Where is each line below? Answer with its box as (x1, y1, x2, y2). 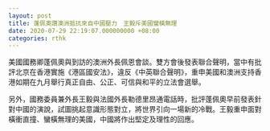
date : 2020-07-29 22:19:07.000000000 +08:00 (8, 27, 160, 35)
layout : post (8, 11, 52, 20)
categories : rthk (8, 34, 67, 43)
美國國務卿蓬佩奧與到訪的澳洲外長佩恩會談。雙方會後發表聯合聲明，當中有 (8, 57, 255, 67)
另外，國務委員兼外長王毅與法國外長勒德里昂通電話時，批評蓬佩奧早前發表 (8, 94, 255, 104)
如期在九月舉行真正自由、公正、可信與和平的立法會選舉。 (14, 77, 206, 87)
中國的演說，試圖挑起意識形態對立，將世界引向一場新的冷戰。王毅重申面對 (14, 104, 262, 114)
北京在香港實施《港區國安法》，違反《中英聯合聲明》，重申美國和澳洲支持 (14, 68, 255, 77)
